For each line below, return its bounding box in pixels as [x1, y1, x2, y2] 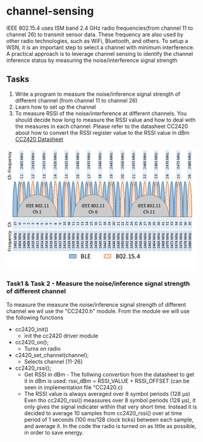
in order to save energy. [24, 429, 84, 436]
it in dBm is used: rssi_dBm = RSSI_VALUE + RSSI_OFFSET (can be [24, 377, 190, 384]
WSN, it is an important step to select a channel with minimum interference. [6, 44, 195, 51]
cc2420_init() [15, 325, 48, 333]
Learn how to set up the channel [15, 103, 96, 110]
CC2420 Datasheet [15, 135, 64, 143]
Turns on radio [24, 345, 61, 352]
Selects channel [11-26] [24, 358, 83, 365]
